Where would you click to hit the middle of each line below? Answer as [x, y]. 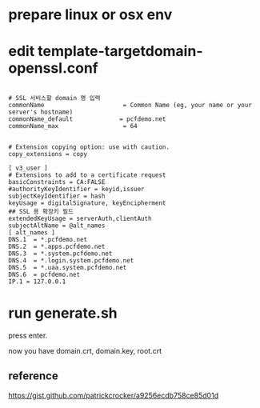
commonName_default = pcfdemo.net [87, 119]
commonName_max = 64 [73, 126]
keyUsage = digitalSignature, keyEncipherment [87, 203]
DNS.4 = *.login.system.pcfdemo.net [71, 261]
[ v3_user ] [28, 168]
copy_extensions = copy [48, 154]
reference [33, 376]
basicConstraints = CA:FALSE [57, 182]
